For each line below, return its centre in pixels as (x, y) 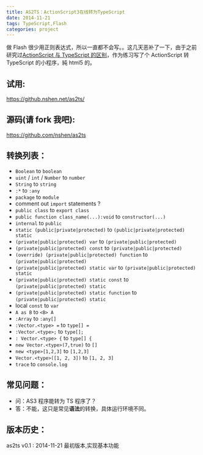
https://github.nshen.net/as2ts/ (46, 99)
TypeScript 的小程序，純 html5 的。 (51, 63)
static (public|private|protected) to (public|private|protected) (100, 229)
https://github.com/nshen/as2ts (46, 135)
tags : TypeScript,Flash (37, 23)
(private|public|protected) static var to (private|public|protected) (105, 267)
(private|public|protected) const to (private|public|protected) (98, 248)
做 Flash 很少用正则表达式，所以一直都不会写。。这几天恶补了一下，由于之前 (102, 47)
